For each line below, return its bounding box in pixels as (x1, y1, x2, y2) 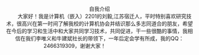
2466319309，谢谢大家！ (43, 43, 107, 49)
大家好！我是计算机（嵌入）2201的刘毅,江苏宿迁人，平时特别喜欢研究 (17, 13, 187, 20)
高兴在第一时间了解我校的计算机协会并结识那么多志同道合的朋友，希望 (21, 20, 193, 27)
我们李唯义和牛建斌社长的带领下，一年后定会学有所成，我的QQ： (25, 35, 184, 42)
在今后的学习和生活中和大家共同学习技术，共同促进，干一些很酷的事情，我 (6, 28, 188, 34)
